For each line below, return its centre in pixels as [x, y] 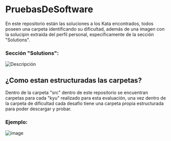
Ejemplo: [17, 122]
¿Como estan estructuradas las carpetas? [74, 80]
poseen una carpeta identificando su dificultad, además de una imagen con [85, 29]
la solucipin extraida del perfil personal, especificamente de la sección [80, 34]
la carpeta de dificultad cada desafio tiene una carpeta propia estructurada [84, 104]
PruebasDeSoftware [49, 9]
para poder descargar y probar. [38, 109]
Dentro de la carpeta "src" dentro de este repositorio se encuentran [77, 92]
